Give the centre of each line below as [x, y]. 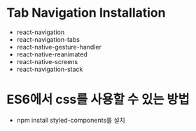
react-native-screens [47, 61]
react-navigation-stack [50, 69]
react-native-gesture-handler [59, 47]
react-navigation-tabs [48, 39]
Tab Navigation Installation [86, 13]
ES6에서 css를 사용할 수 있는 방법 [98, 100]
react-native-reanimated [52, 54]
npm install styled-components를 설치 [71, 120]
